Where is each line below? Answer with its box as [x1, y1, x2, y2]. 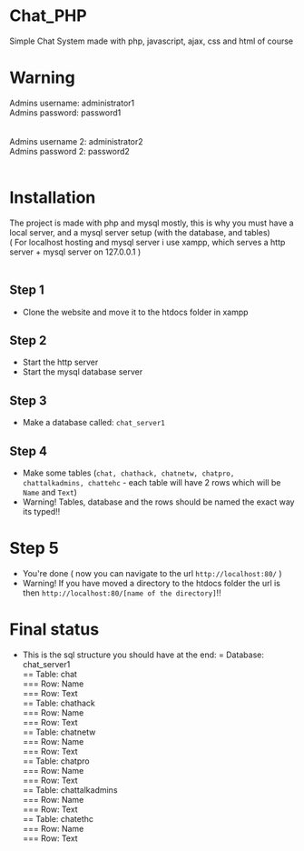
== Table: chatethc [22, 813, 93, 824]
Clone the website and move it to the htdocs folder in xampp [22, 306, 249, 317]
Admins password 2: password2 [9, 145, 130, 156]
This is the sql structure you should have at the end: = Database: [22, 649, 265, 660]
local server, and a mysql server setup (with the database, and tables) [9, 226, 270, 237]
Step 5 [9, 538, 59, 559]
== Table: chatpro [22, 756, 90, 766]
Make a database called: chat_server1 [22, 417, 165, 428]
